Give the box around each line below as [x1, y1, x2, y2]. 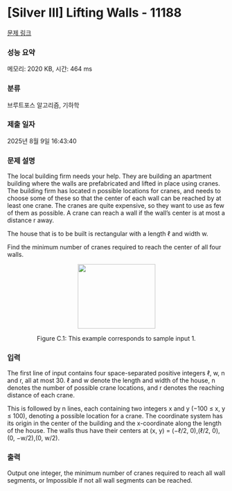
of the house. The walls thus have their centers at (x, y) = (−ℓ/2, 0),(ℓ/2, [7, 427, 211, 435]
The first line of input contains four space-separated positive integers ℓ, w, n [7, 369, 225, 377]
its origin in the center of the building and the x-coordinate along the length [7, 419, 222, 427]
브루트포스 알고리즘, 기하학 [7, 100, 80, 109]
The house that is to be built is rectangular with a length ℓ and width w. [7, 230, 208, 238]
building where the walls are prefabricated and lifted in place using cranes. [7, 179, 220, 188]
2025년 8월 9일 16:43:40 [7, 136, 78, 145]
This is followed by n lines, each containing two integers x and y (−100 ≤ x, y [7, 404, 226, 413]
